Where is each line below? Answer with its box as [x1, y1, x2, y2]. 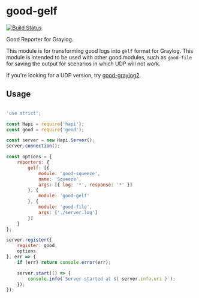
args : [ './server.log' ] [38, 209, 98, 215]
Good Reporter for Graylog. [6, 35, 74, 43]
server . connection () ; [6, 143, 61, 149]
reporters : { [17, 159, 50, 165]
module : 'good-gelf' [38, 193, 90, 199]
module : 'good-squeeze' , [38, 170, 101, 176]
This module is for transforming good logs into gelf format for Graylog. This [6, 47, 194, 55]
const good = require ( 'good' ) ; [6, 127, 85, 133]
